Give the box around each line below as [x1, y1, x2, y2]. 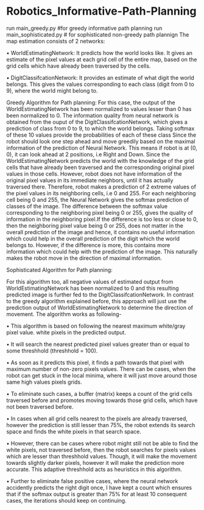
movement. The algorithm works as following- [6, 310, 122, 318]
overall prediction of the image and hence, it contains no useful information [6, 228, 195, 235]
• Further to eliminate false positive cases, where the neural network [6, 477, 178, 484]
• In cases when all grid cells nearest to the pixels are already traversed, [6, 415, 188, 422]
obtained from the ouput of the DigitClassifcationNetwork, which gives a [6, 118, 188, 126]
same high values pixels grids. [6, 378, 82, 386]
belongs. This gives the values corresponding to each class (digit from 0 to [6, 81, 195, 88]
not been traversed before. [6, 403, 74, 410]
